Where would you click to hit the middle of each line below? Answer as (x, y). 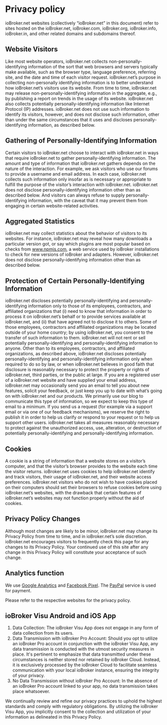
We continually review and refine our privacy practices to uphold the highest (83, 701)
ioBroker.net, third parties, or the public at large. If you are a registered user (83, 375)
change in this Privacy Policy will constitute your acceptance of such (76, 552)
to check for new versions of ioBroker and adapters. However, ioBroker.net (82, 254)
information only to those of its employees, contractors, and (89, 306)
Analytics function (35, 573)
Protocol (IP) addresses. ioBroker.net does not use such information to (77, 109)
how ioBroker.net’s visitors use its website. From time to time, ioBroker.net (81, 88)
